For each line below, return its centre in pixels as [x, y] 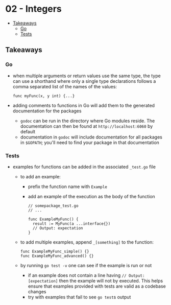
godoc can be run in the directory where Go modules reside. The [88, 121]
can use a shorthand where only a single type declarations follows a [84, 81]
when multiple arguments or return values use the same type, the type [87, 76]
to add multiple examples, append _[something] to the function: [87, 242]
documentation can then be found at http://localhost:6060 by [87, 126]
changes [37, 291]
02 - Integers [34, 9]
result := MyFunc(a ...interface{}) [71, 224]
